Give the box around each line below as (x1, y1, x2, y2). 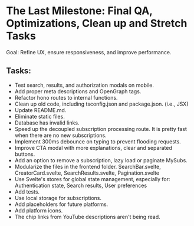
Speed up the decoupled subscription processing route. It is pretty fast (14, 125, 187, 132)
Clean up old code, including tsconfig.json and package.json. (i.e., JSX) (14, 100, 189, 107)
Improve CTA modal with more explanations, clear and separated (14, 144, 173, 151)
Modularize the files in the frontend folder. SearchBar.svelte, (14, 163, 161, 170)
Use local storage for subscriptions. (14, 194, 102, 201)
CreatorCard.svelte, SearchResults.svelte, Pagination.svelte (14, 169, 160, 176)
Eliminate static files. (14, 113, 65, 120)
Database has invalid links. (14, 119, 80, 126)
